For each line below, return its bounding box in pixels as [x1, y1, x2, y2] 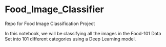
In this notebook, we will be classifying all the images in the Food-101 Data [5, 30, 161, 36]
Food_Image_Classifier [5, 4, 105, 15]
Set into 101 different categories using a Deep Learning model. [5, 36, 136, 42]
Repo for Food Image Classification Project [5, 20, 95, 27]
